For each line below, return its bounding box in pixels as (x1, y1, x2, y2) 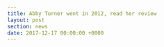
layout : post (7, 17, 45, 23)
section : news (7, 23, 49, 30)
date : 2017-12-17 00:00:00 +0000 (7, 29, 104, 37)
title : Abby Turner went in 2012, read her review (7, 10, 157, 17)
